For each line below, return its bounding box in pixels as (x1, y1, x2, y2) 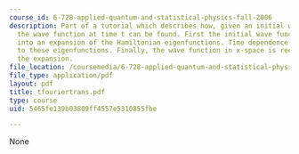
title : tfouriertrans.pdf (9, 87, 105, 96)
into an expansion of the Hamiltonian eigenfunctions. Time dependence (17, 37, 289, 47)
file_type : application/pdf (9, 71, 114, 80)
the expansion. (17, 54, 74, 63)
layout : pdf (9, 79, 53, 88)
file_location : (9, 63, 66, 72)
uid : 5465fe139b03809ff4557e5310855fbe (9, 104, 158, 113)
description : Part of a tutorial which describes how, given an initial (9, 21, 285, 30)
